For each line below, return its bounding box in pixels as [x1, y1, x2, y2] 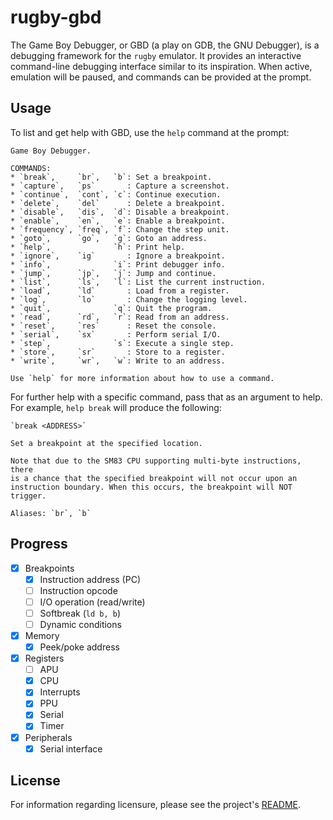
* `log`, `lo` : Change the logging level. [10, 294, 248, 305]
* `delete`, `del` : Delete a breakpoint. [10, 198, 226, 208]
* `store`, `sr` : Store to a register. [10, 347, 226, 357]
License [10, 772, 61, 790]
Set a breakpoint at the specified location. [10, 438, 203, 448]
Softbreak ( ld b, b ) [39, 607, 121, 619]
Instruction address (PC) [39, 573, 142, 585]
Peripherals [24, 731, 73, 743]
